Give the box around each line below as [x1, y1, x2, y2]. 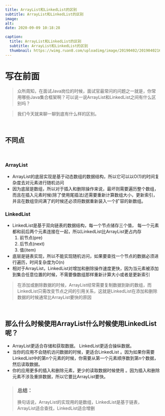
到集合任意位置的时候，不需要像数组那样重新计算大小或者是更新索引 [12, 271, 150, 277]
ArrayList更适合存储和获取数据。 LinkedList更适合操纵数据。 [12, 343, 134, 349]
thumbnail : [9, 48, 32, 53]
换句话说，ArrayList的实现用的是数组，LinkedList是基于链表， [17, 399, 142, 405]
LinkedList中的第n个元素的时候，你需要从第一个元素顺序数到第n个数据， [12, 355, 159, 361]
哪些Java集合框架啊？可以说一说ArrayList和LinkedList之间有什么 [21, 94, 152, 100]
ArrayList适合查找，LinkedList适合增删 [17, 405, 95, 411]
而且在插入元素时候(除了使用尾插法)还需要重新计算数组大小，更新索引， [12, 192, 158, 198]
